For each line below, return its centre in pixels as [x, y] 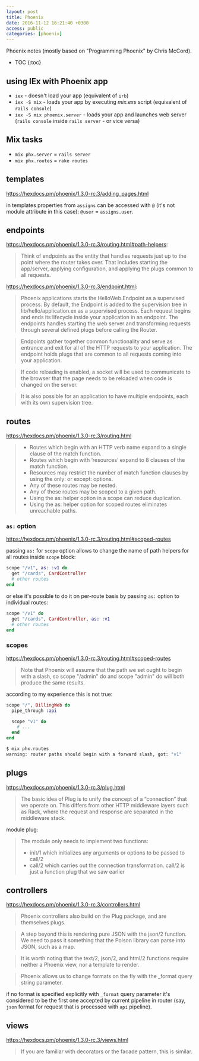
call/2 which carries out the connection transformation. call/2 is [107, 865]
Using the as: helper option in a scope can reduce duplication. [106, 498]
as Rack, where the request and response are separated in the [97, 812]
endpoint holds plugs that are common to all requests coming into [101, 354]
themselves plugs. [43, 923]
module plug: [22, 829]
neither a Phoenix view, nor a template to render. [80, 965]
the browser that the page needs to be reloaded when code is [96, 378]
